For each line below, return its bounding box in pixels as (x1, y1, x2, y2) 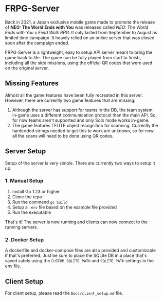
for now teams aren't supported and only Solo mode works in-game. (12, 117, 150, 123)
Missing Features (5, 79, 59, 88)
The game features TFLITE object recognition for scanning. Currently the (12, 122, 159, 128)
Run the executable (12, 209, 51, 215)
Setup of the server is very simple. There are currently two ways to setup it (5, 160, 155, 166)
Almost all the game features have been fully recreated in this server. (5, 92, 144, 98)
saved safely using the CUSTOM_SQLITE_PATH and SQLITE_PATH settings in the (5, 258, 154, 264)
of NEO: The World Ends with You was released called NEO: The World (5, 24, 148, 30)
